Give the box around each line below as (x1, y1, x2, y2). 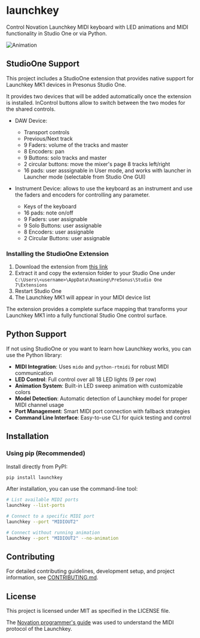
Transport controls (23, 128, 70, 135)
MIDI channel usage (14, 401, 64, 408)
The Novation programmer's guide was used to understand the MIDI (6, 619, 174, 626)
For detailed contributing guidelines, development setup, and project (6, 567, 175, 575)
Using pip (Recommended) (6, 449, 85, 458)
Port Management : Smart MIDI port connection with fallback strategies (14, 407, 190, 415)
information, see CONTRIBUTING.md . (6, 574, 99, 581)
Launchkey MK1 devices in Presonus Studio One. (6, 81, 127, 88)
